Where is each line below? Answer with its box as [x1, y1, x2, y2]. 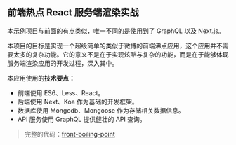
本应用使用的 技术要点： [7, 74, 75, 82]
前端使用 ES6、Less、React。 [17, 88, 105, 97]
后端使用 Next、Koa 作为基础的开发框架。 [17, 97, 138, 106]
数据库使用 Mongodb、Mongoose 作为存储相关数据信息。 [17, 106, 185, 114]
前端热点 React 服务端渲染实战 [7, 6, 139, 19]
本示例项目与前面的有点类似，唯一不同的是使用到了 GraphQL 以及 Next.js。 [7, 27, 225, 35]
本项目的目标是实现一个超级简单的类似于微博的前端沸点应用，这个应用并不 [7, 41, 223, 50]
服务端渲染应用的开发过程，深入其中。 [7, 59, 118, 67]
